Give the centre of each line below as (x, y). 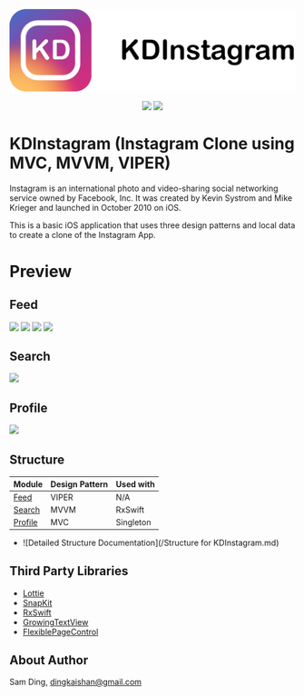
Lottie (33, 593)
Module (28, 484)
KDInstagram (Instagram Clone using (152, 143)
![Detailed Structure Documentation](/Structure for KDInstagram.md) (151, 542)
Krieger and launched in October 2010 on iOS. (95, 207)
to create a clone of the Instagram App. (83, 234)
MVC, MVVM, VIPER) (90, 163)
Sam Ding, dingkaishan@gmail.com (76, 682)
